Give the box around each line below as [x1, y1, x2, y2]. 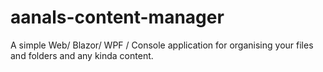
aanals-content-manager [10, 6, 225, 29]
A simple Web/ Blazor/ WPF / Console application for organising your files [10, 39, 314, 51]
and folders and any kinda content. [10, 49, 154, 61]
